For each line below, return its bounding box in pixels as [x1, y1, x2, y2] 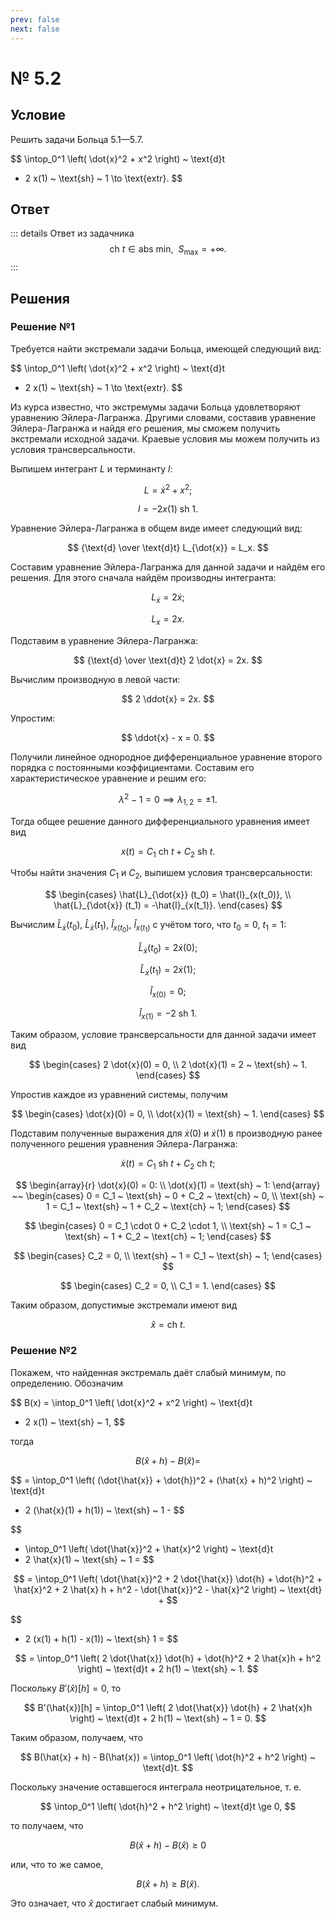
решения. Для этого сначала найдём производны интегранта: [10, 572, 277, 584]
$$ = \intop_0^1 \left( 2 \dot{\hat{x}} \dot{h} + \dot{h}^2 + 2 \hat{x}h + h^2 [14, 1652, 322, 1664]
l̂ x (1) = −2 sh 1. [138, 1007, 198, 1021]
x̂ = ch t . [150, 1319, 186, 1331]
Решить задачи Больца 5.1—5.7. [10, 133, 144, 145]
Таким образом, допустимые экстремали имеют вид [10, 1299, 238, 1311]
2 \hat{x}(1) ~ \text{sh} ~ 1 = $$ [24, 1553, 155, 1565]
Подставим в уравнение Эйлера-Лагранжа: [10, 635, 199, 647]
